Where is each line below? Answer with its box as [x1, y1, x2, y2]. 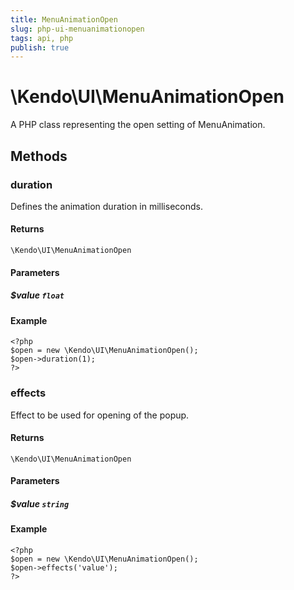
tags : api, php [10, 33, 74, 43]
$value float [10, 289, 65, 301]
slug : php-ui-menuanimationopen [10, 24, 145, 34]
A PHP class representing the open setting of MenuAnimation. [10, 119, 266, 131]
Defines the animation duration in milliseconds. [10, 200, 203, 212]
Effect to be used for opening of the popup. [10, 409, 190, 421]
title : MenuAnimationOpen [10, 14, 118, 25]
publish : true [10, 42, 70, 53]
